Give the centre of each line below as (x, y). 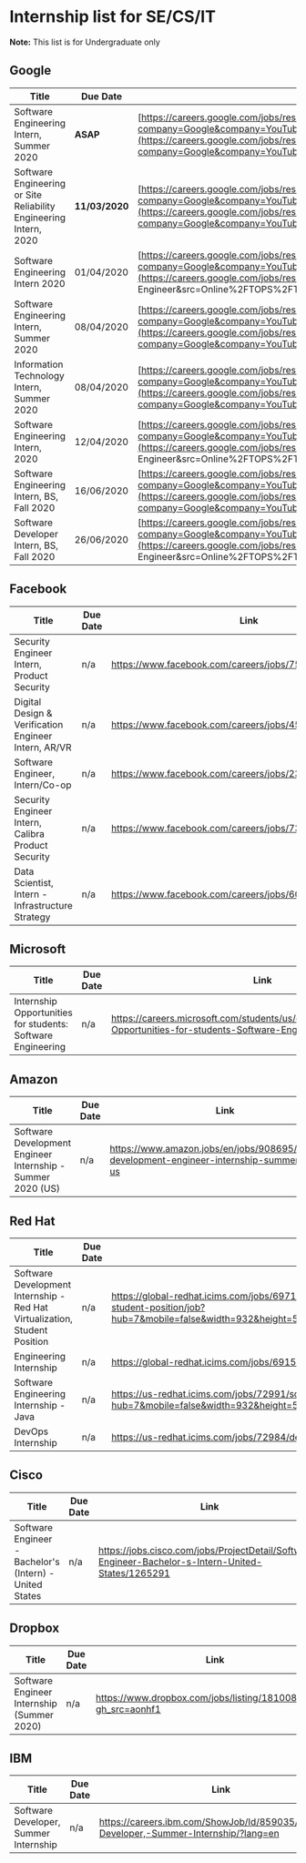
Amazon (34, 1079)
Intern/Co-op (43, 785)
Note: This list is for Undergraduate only (85, 42)
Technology (40, 375)
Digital (28, 701)
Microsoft (38, 949)
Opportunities (43, 1013)
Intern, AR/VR (43, 747)
